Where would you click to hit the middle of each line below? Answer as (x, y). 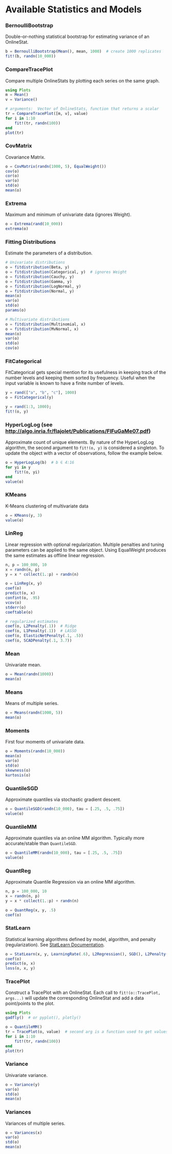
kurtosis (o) (18, 775)
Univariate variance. (26, 1075)
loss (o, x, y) (20, 968)
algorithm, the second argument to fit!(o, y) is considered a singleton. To (85, 448)
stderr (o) (16, 607)
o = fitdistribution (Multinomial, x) (46, 324)
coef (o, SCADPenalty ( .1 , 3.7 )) (39, 641)
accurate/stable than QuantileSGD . (41, 843)
